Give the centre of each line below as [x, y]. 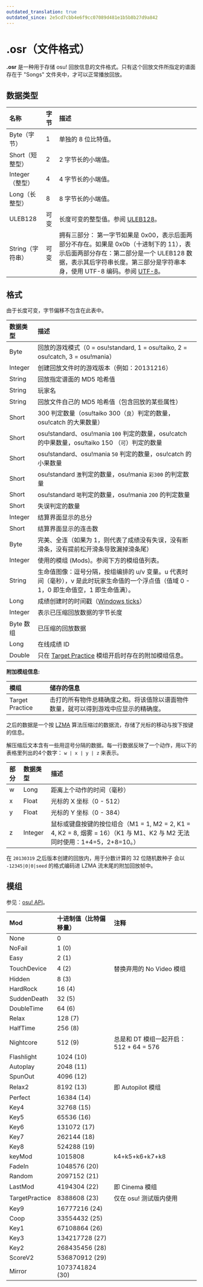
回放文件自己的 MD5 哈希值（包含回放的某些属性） [109, 402]
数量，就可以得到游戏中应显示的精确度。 [107, 709]
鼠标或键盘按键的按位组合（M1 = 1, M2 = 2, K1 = [121, 824]
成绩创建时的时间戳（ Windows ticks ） [92, 602]
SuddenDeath [29, 998]
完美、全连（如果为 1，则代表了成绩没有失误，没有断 [113, 540]
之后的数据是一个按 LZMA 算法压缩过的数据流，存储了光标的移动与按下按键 [100, 725]
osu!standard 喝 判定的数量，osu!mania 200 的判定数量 [114, 495]
